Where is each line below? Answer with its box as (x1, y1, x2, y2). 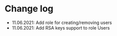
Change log (4, 3, 53, 14)
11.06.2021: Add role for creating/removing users (11, 19, 112, 25)
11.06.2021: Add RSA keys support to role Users (11, 24, 110, 30)
